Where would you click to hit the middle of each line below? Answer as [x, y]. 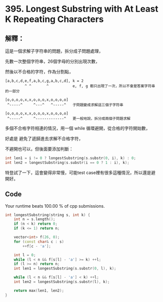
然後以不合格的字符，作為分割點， [39, 72]
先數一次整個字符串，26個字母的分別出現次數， [53, 61]
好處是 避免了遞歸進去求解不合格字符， [44, 139]
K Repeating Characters [54, 19]
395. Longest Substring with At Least [82, 9]
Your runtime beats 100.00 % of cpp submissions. [55, 206]
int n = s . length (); [35, 219]
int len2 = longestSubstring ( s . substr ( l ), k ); [62, 282]
